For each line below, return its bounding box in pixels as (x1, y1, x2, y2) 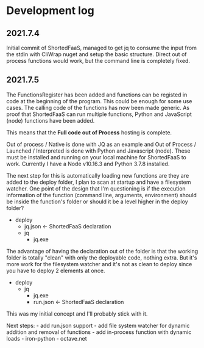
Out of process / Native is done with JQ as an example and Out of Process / (6, 140, 197, 148)
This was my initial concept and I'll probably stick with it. (6, 310, 148, 317)
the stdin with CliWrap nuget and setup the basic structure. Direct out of (6, 51, 187, 58)
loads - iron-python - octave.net (6, 335, 87, 342)
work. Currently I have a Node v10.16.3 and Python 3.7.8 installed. (6, 160, 170, 167)
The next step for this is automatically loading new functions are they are (6, 172, 189, 179)
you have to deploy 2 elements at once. (6, 267, 105, 274)
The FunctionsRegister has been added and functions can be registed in (6, 91, 188, 98)
